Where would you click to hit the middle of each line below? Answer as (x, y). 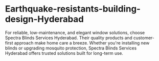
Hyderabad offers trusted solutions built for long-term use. (64, 53)
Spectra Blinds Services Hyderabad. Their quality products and (69, 38)
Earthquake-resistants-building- (73, 9)
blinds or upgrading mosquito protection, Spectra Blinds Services (71, 48)
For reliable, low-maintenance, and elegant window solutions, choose (75, 32)
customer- (144, 38)
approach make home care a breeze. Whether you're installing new (82, 43)
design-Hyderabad (45, 19)
